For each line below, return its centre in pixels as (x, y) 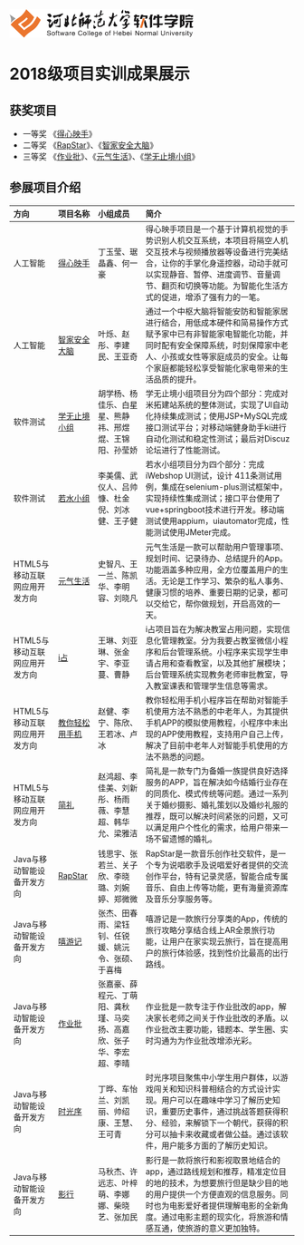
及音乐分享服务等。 (181, 899)
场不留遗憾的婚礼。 (181, 839)
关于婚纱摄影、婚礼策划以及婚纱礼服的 (217, 805)
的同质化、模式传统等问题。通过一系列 (217, 793)
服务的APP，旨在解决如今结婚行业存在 (217, 783)
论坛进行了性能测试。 (185, 450)
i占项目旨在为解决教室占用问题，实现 (214, 628)
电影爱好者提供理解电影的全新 (224, 1205)
